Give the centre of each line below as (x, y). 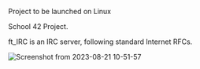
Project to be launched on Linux (60, 11)
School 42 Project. (38, 26)
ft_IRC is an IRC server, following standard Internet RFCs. (100, 42)
